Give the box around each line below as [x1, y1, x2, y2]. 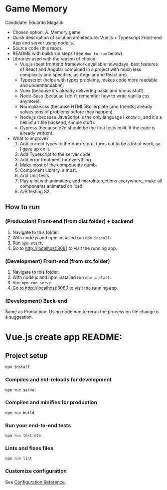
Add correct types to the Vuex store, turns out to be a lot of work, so [19, 140, 161, 146]
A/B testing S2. [19, 188, 51, 194]
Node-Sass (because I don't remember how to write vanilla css [19, 93, 150, 99]
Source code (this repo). [12, 45, 63, 51]
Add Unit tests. [19, 172, 51, 178]
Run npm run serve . [12, 279, 52, 285]
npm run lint [5, 456, 32, 461]
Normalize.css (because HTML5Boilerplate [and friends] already [19, 103, 153, 109]
